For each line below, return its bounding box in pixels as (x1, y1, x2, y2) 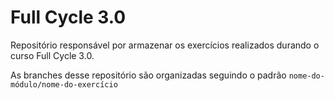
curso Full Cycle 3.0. (10, 49, 95, 61)
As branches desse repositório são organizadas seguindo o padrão (10, 69, 287, 81)
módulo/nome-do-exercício (10, 79, 118, 90)
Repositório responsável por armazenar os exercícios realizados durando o (10, 39, 320, 51)
